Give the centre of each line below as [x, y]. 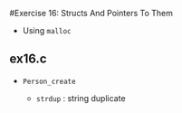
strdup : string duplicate [81, 98]
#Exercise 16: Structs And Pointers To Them [91, 13]
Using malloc [47, 30]
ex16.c [28, 59]
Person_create [49, 81]
